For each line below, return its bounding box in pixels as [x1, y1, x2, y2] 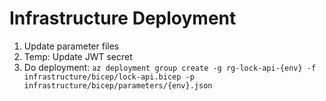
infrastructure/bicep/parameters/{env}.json [23, 80, 213, 91]
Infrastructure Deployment [9, 7, 237, 30]
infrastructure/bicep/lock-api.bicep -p [23, 72, 195, 82]
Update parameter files [23, 40, 120, 52]
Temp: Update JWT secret [23, 50, 133, 62]
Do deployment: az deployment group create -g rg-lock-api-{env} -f [23, 61, 317, 73]
